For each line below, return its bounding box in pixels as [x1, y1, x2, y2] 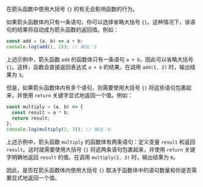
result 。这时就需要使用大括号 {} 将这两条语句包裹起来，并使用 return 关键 [6, 146, 196, 153]
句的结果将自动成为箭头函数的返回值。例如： [6, 26, 119, 33]
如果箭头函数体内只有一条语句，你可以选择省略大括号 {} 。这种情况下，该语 [6, 18, 196, 26]
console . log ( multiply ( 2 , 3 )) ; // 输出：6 [6, 127, 111, 133]
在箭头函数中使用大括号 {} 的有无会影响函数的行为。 [6, 5, 139, 12]
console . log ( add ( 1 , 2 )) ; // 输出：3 [6, 43, 97, 50]
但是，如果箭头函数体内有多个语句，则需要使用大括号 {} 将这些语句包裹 [6, 84, 186, 91]
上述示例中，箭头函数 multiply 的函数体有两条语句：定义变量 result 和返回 [6, 138, 196, 145]
